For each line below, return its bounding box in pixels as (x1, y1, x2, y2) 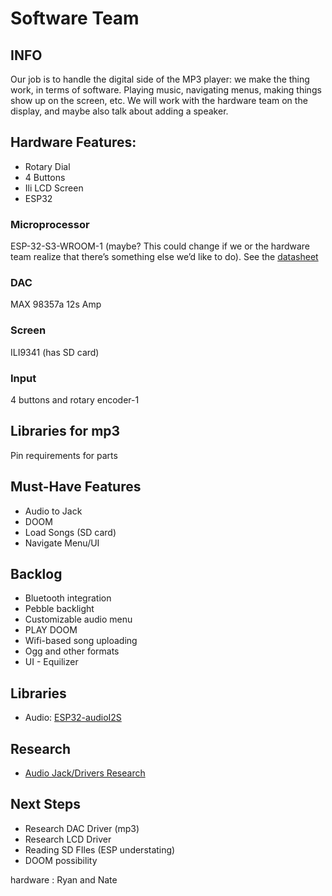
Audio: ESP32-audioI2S (24, 712, 122, 724)
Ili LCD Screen (24, 182, 84, 194)
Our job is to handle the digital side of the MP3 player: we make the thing (10, 73, 310, 85)
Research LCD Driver (24, 833, 112, 845)
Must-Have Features (10, 478, 142, 496)
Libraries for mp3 (10, 423, 121, 440)
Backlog (10, 566, 63, 583)
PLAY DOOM (24, 624, 78, 636)
